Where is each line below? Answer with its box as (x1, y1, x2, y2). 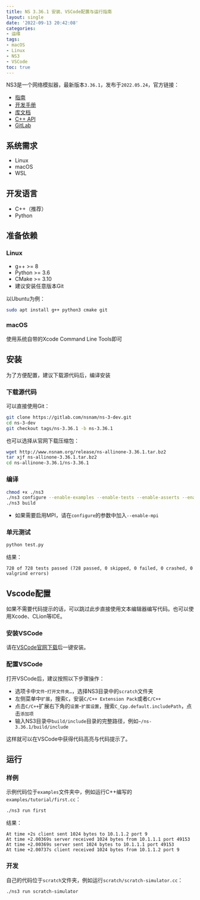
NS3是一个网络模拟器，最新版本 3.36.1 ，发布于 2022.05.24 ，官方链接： (6, 81, 180, 88)
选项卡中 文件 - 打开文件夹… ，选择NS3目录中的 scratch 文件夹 (14, 687, 154, 695)
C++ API (14, 116, 36, 123)
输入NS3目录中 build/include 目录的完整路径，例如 (14, 717, 139, 725)
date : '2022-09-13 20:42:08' (6, 20, 79, 26)
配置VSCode (6, 660, 43, 669)
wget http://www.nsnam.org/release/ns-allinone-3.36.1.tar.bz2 (6, 449, 167, 455)
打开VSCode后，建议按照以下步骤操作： (6, 675, 105, 682)
